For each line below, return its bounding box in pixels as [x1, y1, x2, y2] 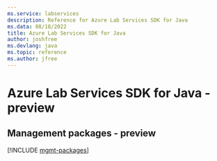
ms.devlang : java [7, 42, 58, 49]
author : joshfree [7, 36, 58, 43]
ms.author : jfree [7, 56, 58, 62]
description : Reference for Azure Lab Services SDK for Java [7, 17, 188, 24]
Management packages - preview [7, 128, 156, 139]
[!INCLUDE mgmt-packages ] [7, 146, 89, 154]
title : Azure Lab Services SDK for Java [7, 29, 127, 37]
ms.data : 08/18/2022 [7, 23, 67, 30]
